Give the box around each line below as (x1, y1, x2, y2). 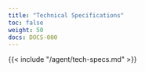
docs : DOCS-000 (8, 33, 58, 41)
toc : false (8, 19, 44, 27)
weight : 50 (8, 26, 44, 34)
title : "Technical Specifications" (8, 11, 125, 20)
